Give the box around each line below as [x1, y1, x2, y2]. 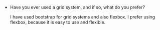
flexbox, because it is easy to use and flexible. [10, 19, 106, 25]
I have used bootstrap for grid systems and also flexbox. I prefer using [10, 14, 155, 19]
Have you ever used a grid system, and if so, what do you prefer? [10, 4, 145, 10]
